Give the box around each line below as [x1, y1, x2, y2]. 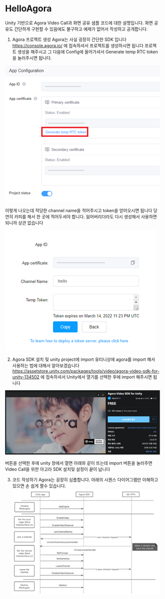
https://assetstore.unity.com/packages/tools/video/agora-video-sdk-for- [12, 368, 160, 374]
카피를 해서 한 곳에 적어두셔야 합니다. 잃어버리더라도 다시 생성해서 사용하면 [14, 214, 157, 220]
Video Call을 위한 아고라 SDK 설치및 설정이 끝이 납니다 [5, 466, 110, 472]
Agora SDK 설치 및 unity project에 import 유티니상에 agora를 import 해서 [12, 356, 156, 362]
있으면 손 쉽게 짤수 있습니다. [12, 483, 66, 489]
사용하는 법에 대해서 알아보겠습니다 [12, 363, 80, 369]
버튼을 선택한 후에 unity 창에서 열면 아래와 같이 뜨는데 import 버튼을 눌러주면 [5, 460, 153, 466]
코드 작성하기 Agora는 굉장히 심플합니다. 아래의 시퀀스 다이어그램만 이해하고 [12, 476, 159, 482]
